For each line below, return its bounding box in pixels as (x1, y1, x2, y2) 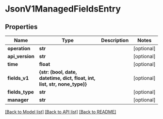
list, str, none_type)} (39, 81, 87, 88)
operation (7, 45, 31, 52)
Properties (5, 23, 38, 31)
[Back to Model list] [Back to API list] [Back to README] (5, 109, 116, 115)
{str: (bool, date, (39, 69, 77, 75)
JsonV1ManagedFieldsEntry (5, 3, 121, 15)
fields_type (7, 89, 34, 95)
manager (7, 97, 29, 103)
